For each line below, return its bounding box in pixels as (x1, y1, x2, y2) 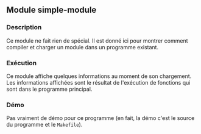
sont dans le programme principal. (6, 85, 93, 93)
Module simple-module (6, 5, 97, 15)
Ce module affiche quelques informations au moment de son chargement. (6, 72, 192, 80)
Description (6, 23, 42, 32)
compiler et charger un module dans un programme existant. (6, 43, 159, 51)
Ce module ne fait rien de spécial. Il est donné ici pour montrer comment (6, 37, 188, 44)
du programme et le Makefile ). (6, 121, 83, 129)
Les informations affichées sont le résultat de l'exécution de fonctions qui (6, 79, 191, 86)
